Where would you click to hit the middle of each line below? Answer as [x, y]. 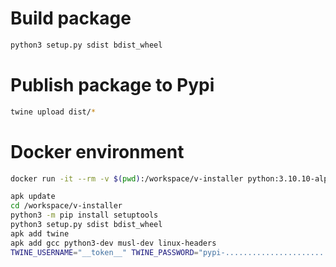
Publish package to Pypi [112, 85]
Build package [71, 18]
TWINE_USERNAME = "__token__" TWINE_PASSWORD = [104, 252]
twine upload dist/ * [53, 112]
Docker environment [97, 151]
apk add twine [40, 233]
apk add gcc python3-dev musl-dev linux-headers [113, 243]
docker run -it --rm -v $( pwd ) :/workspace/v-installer [127, 178]
